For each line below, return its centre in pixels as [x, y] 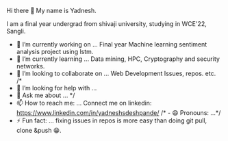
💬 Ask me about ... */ [46, 95]
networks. [30, 66]
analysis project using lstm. [55, 52]
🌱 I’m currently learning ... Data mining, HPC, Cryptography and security [118, 59]
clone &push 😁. [39, 130]
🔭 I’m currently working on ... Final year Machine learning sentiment [112, 44]
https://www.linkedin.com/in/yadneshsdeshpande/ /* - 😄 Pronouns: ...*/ [118, 113]
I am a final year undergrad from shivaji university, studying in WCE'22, [106, 24]
